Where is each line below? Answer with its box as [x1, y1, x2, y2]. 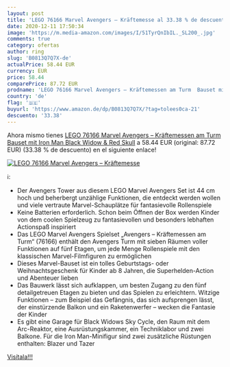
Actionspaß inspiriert [16, 222, 77, 230]
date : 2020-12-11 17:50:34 [7, 23, 84, 29]
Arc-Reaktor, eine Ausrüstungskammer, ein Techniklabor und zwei [16, 324, 204, 333]
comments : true [7, 36, 51, 43]
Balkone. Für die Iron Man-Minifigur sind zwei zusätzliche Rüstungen [16, 332, 212, 340]
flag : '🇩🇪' [7, 99, 41, 106]
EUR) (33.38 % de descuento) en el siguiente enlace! [7, 145, 157, 154]
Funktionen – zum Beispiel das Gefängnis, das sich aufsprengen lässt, [16, 296, 214, 304]
